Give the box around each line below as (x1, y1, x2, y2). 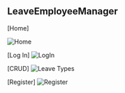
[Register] (7, 78, 36, 86)
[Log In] (7, 51, 30, 59)
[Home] (7, 24, 29, 32)
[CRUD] (7, 64, 29, 72)
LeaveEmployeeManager (7, 6, 119, 17)
